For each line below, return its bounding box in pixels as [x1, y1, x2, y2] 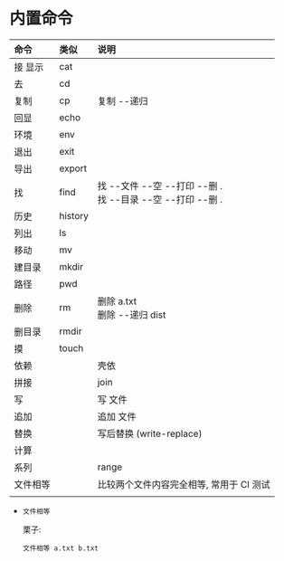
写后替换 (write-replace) [97, 427, 203, 440]
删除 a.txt [97, 295, 137, 308]
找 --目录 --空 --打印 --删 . [97, 193, 223, 205]
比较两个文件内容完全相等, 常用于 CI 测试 [97, 478, 270, 490]
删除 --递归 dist [97, 309, 166, 321]
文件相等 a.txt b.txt [22, 544, 99, 553]
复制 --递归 [97, 94, 148, 107]
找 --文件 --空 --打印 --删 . [97, 179, 223, 192]
